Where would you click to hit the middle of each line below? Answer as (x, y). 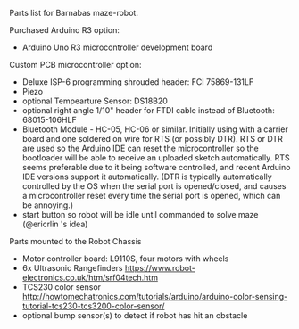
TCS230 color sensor (61, 287)
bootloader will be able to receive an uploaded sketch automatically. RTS (156, 158)
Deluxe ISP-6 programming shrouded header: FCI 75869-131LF (138, 82)
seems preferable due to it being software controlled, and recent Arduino (156, 167)
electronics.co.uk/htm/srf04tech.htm (90, 277)
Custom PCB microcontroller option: (75, 65)
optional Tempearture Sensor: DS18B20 (95, 101)
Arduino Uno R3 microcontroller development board (117, 47)
